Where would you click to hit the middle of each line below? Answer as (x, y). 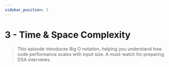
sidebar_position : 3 (27, 10)
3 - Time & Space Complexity (68, 35)
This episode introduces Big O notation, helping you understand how (89, 49)
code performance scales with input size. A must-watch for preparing (91, 54)
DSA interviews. (34, 59)
